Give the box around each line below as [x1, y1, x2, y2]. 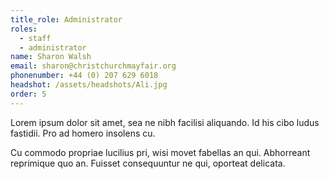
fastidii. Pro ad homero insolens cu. [10, 127, 156, 139]
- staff [19, 33, 52, 43]
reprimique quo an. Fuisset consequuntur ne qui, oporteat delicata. [10, 157, 286, 169]
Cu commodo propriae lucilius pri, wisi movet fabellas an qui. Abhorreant [10, 146, 311, 158]
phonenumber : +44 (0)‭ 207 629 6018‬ [10, 71, 159, 81]
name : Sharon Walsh [10, 52, 92, 62]
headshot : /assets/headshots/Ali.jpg [10, 80, 168, 90]
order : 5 [10, 89, 47, 99]
